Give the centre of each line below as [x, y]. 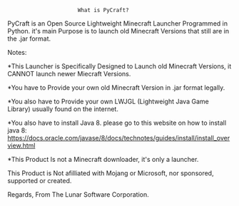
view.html [21, 145]
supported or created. [40, 181]
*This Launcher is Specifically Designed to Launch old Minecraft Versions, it [119, 66]
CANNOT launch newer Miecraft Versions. [69, 74]
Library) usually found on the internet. [63, 109]
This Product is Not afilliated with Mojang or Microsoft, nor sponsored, [111, 173]
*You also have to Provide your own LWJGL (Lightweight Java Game [108, 101]
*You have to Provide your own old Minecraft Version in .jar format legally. [116, 88]
